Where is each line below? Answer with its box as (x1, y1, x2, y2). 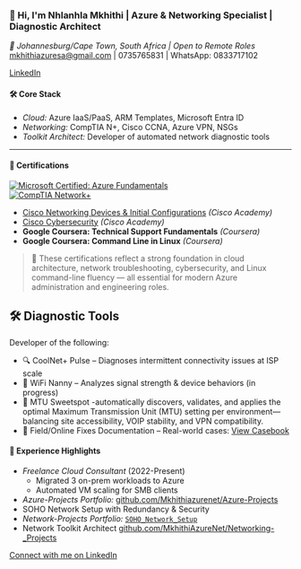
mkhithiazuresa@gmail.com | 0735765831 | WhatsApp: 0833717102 (9, 50, 258, 61)
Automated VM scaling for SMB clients (35, 485, 178, 495)
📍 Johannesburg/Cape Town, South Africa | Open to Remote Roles (9, 40, 255, 51)
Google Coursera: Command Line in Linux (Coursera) (21, 235, 224, 246)
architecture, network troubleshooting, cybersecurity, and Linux (30, 262, 267, 273)
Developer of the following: (9, 337, 109, 347)
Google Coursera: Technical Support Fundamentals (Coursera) (21, 225, 261, 237)
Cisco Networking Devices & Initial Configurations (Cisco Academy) (21, 206, 273, 217)
